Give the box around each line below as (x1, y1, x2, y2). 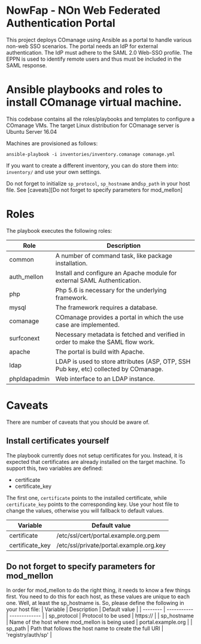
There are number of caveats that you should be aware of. (6, 418, 150, 426)
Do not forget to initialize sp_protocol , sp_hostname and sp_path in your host (6, 179, 190, 187)
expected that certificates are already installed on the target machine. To (6, 458, 185, 465)
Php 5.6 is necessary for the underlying (55, 286, 167, 294)
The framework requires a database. (55, 303, 158, 311)
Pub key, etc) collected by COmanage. (55, 364, 163, 373)
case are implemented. (55, 320, 120, 329)
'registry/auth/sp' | (6, 631, 52, 639)
